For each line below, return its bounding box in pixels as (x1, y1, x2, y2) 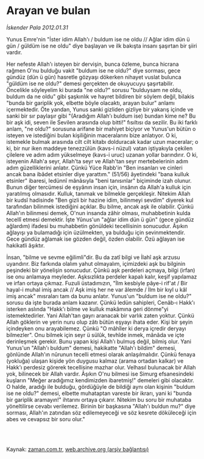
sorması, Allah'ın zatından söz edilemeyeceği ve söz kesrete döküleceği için (6, 409, 197, 416)
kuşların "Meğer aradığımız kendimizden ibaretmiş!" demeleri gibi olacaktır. (6, 376, 195, 384)
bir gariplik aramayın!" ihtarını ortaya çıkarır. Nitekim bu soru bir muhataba (6, 396, 192, 403)
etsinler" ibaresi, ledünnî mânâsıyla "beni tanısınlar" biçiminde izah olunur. (6, 177, 192, 184)
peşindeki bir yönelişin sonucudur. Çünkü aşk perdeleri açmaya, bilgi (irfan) (6, 266, 195, 274)
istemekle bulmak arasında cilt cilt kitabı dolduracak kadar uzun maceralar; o (6, 138, 199, 145)
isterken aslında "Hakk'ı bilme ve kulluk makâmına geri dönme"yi (6, 305, 169, 313)
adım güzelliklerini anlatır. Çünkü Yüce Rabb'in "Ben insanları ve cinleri (6, 164, 183, 171)
